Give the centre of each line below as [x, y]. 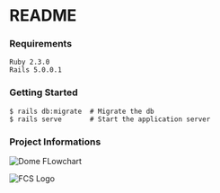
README [43, 16]
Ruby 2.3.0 [30, 62]
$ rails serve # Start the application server [110, 119]
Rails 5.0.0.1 [36, 70]
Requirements [41, 44]
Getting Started [44, 92]
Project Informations [55, 142]
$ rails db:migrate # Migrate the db [82, 111]
